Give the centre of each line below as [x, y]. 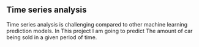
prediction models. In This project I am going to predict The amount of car [99, 31]
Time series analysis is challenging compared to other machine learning [97, 24]
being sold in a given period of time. [52, 37]
